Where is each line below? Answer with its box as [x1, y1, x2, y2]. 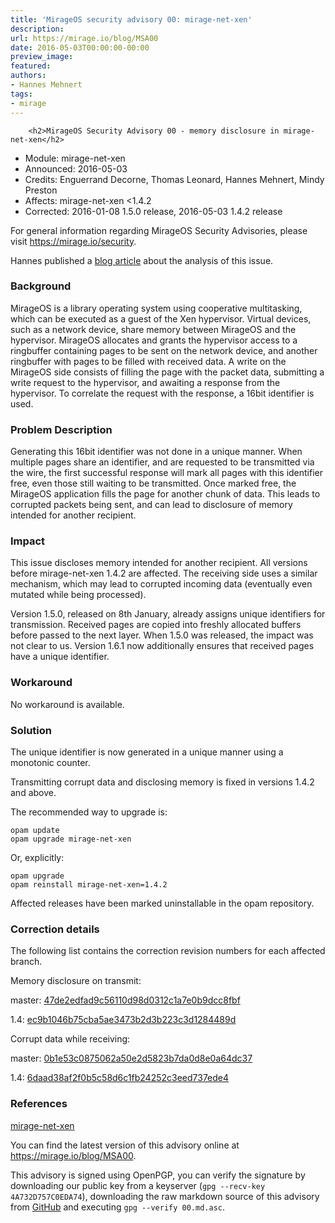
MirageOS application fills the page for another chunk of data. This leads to [10, 488, 321, 500]
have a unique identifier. [10, 651, 110, 663]
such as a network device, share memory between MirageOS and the [10, 323, 297, 335]
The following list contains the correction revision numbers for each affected [10, 945, 326, 957]
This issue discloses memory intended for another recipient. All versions [10, 557, 308, 569]
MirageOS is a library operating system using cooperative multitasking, [10, 302, 303, 314]
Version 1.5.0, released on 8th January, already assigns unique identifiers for [10, 608, 326, 620]
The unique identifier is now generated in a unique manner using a [10, 746, 284, 758]
